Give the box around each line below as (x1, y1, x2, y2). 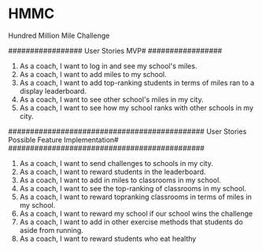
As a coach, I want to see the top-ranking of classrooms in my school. (19, 183, 246, 193)
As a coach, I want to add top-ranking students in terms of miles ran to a (19, 78, 255, 87)
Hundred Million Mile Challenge (8, 31, 110, 40)
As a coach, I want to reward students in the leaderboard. (19, 167, 206, 176)
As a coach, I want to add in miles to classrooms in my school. (19, 175, 222, 185)
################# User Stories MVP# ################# (8, 46, 223, 55)
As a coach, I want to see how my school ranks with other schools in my (19, 103, 254, 113)
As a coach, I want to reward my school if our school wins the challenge (19, 209, 253, 218)
